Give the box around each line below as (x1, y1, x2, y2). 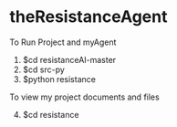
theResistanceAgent (9, 6, 168, 27)
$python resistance (22, 73, 96, 84)
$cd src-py (22, 64, 66, 75)
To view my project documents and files (9, 91, 160, 102)
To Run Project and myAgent (9, 37, 117, 48)
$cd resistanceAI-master (22, 54, 117, 65)
